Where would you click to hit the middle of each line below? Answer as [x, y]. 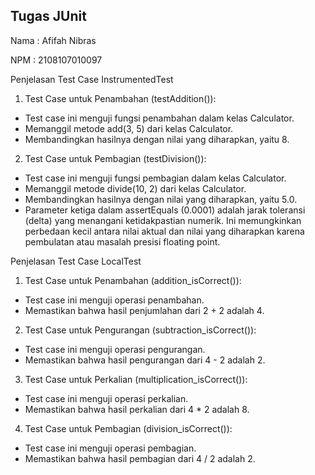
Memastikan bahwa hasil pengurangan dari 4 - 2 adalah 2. [145, 360]
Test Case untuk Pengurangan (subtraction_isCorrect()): [140, 330]
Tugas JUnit [48, 16]
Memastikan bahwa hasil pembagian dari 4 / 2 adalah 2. [140, 458]
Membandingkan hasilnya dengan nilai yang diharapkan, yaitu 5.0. [161, 199]
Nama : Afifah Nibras [53, 40]
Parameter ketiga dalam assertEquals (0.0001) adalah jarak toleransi [165, 210]
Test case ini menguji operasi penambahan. [114, 300]
